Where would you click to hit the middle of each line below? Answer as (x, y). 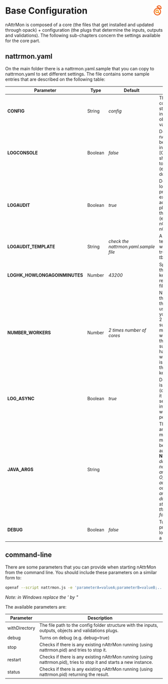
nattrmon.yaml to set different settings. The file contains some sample (77, 74)
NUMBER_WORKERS (29, 333)
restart (14, 659)
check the (118, 242)
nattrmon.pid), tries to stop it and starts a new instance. (96, 662)
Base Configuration (46, 11)
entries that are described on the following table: (55, 79)
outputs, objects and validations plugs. (79, 631)
